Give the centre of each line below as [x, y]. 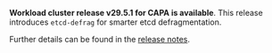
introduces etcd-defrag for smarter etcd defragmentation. [115, 22]
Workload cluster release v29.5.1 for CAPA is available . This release [136, 13]
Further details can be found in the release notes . [99, 39]
